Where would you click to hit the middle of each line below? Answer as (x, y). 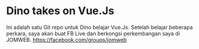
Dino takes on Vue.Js (60, 11)
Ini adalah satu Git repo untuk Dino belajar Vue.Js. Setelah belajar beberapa (99, 27)
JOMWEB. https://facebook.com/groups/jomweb (67, 40)
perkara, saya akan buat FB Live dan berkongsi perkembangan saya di (93, 33)
